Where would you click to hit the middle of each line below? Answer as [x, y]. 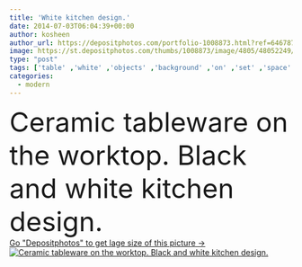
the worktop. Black [128, 155]
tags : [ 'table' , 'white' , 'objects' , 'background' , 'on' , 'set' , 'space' [151, 68]
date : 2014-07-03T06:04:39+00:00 [72, 26]
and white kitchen [122, 188]
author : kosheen [40, 34]
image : [22, 51]
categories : [31, 76]
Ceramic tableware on [149, 122]
